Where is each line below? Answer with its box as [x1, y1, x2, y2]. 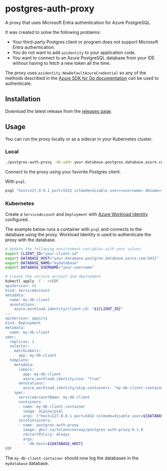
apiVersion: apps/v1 [5, 316, 48, 321]
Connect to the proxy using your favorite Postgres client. [5, 168, 121, 175]
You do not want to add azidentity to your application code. [12, 49, 136, 55]
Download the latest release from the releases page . [5, 108, 113, 114]
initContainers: [18, 418, 52, 423]
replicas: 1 [9, 339, 35, 344]
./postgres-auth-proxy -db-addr [5, 159, 72, 165]
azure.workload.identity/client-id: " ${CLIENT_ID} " [14, 307, 123, 312]
